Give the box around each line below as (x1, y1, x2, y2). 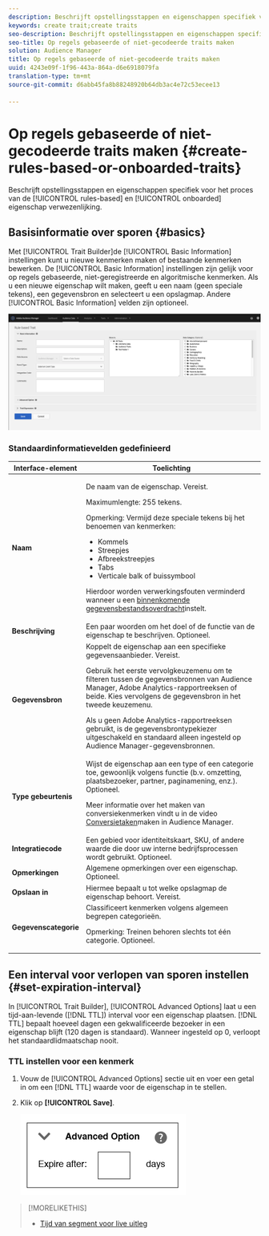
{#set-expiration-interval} (8, 980, 142, 994)
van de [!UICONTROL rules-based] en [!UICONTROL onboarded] (8, 193, 222, 204)
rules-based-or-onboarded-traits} (8, 159, 242, 176)
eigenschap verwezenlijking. (8, 202, 102, 212)
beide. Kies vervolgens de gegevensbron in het (85, 691, 242, 701)
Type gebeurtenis (11, 791, 73, 801)
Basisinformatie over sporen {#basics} (8, 225, 206, 239)
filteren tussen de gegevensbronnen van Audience (85, 674, 252, 683)
